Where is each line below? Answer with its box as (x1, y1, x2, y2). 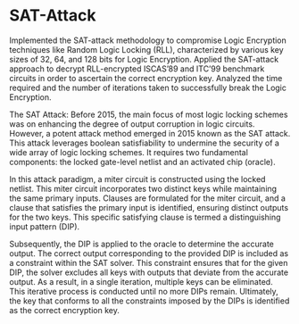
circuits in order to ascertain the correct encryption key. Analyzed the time (9, 72, 283, 83)
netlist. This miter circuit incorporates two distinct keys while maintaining (9, 183, 278, 194)
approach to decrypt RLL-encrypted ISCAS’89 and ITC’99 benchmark (9, 63, 265, 74)
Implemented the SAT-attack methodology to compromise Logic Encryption (9, 35, 287, 46)
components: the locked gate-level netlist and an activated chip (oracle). (9, 156, 276, 167)
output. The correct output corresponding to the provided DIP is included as (9, 247, 289, 259)
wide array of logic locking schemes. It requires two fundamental (9, 146, 248, 157)
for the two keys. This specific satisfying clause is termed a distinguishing (9, 212, 281, 222)
